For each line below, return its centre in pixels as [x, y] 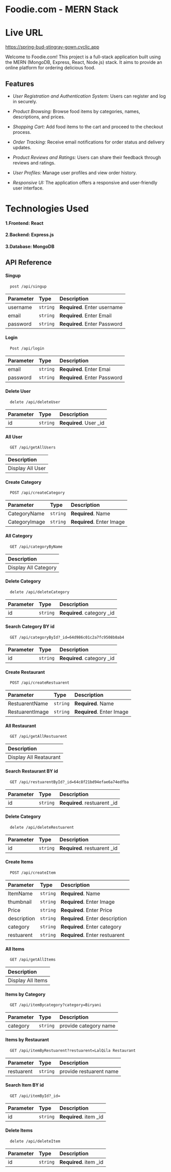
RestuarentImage [28, 712]
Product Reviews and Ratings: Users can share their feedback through [87, 157]
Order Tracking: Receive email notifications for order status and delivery [89, 142]
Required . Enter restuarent [93, 935]
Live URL [24, 33]
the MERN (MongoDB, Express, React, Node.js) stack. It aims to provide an [84, 62]
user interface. [28, 188]
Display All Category [32, 567]
